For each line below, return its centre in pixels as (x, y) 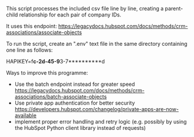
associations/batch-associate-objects (61, 97)
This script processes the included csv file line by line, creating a (85, 9)
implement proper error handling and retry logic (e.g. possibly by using (101, 122)
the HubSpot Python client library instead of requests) (80, 128)
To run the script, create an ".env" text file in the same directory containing (97, 44)
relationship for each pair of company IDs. (70, 15)
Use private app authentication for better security (75, 103)
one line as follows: (29, 50)
